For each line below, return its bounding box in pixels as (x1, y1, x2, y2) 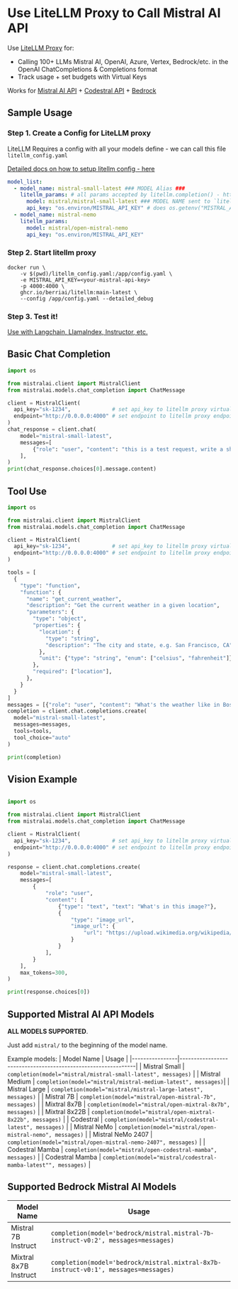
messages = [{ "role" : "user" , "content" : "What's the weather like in (7, 701, 220, 708)
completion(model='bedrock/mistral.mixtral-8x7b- (50, 1258, 222, 1266)
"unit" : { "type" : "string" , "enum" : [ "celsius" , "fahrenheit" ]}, (38, 655, 236, 662)
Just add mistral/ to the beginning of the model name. (7, 1040, 168, 1049)
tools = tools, (13, 727, 52, 735)
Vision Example (7, 773, 78, 785)
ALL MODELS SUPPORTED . (7, 1027, 89, 1035)
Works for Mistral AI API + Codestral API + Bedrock (7, 86, 157, 95)
